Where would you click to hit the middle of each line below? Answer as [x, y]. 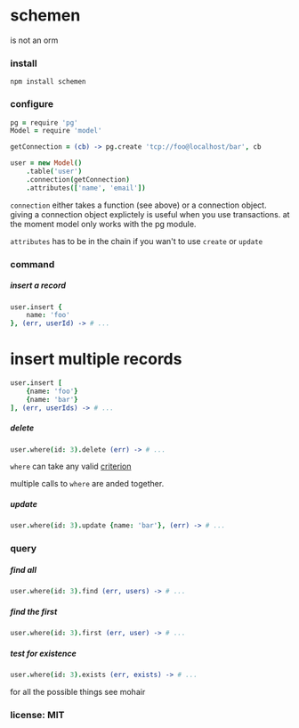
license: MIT [37, 715]
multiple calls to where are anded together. [87, 484]
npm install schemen [48, 82]
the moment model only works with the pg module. [103, 224]
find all [23, 569]
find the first [34, 611]
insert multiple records [96, 360]
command [32, 264]
